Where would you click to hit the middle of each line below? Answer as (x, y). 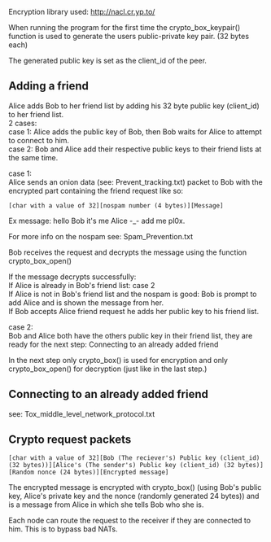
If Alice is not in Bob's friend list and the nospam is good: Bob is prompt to (133, 294)
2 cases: (23, 123)
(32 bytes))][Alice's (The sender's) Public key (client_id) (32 (121, 466)
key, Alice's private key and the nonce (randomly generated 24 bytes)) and (134, 496)
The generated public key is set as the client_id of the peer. (108, 61)
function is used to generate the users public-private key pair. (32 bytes (129, 36)
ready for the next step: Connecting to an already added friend (114, 344)
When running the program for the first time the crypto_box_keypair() (125, 27)
